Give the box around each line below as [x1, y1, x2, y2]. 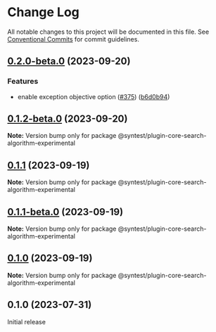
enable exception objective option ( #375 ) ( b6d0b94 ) [17, 92, 170, 101]
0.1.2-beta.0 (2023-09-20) [7, 113, 128, 125]
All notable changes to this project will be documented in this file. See [7, 27, 210, 36]
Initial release [7, 317, 46, 326]
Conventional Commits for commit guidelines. [7, 34, 139, 43]
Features [7, 77, 39, 87]
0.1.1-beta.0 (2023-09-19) [7, 205, 124, 218]
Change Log [7, 4, 80, 20]
